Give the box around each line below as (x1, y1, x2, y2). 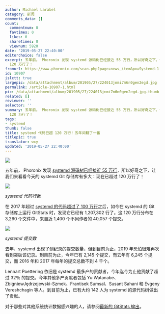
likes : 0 (9, 35, 27, 40)
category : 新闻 (5, 12, 35, 17)
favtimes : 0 (9, 30, 34, 35)
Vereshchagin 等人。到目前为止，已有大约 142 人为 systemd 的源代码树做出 (5, 287, 158, 292)
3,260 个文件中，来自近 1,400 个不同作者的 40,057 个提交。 (5, 215, 126, 221)
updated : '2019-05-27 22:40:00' (5, 144, 71, 149)
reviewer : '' (5, 99, 32, 104)
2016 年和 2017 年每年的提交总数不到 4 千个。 (19, 258, 112, 264)
